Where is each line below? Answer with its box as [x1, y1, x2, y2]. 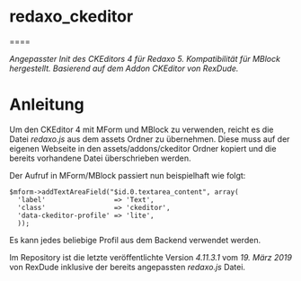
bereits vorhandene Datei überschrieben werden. [9, 153, 191, 163]
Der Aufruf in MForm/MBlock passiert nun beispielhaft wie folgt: [9, 170, 246, 180]
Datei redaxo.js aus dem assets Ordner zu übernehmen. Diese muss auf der [9, 133, 290, 145]
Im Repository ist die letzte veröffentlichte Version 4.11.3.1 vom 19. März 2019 [9, 251, 292, 262]
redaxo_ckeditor [9, 6, 134, 27]
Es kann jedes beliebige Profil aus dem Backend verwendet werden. [9, 234, 261, 245]
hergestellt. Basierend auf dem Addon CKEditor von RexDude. [9, 63, 239, 74]
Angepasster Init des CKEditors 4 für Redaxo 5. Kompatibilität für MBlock [9, 53, 281, 64]
